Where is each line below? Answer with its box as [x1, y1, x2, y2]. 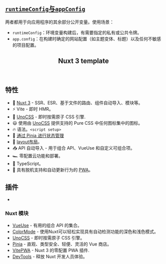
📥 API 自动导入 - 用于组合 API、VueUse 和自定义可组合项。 [12, 145, 135, 151]
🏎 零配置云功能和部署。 [12, 153, 63, 159]
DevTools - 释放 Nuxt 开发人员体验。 [12, 254, 88, 260]
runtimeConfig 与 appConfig [5, 4, 85, 13]
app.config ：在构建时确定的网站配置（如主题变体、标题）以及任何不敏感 [12, 35, 162, 41]
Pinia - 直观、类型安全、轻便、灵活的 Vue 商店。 [12, 241, 112, 247]
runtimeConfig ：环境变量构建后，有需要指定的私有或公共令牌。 [12, 29, 142, 35]
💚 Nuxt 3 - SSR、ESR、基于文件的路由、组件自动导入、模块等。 [12, 100, 143, 106]
